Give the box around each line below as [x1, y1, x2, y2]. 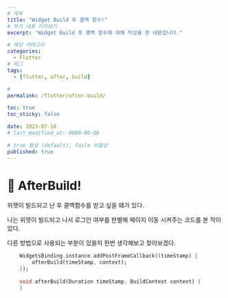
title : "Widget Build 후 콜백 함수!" [7, 16, 108, 23]
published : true [7, 148, 54, 155]
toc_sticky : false [7, 111, 60, 118]
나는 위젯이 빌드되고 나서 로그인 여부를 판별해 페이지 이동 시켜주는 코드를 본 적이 [7, 216, 222, 224]
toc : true [7, 104, 36, 112]
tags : [7, 66, 23, 74]
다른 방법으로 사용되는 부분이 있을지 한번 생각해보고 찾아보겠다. [7, 239, 176, 247]
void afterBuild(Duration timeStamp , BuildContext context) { [19, 278, 201, 285]
